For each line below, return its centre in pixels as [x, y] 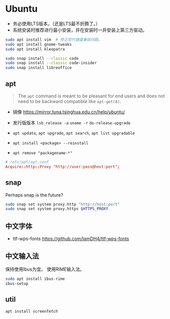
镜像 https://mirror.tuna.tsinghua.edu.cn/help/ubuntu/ [69, 112]
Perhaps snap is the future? [34, 195]
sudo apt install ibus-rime [35, 279]
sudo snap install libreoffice [39, 68]
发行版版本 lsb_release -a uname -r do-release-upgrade [71, 123]
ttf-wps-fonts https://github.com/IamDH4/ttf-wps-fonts [71, 239]
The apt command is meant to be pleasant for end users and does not [91, 96]
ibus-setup [17, 283]
